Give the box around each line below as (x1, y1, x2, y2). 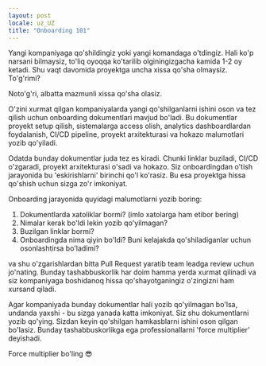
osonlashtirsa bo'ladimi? (19, 243, 99, 253)
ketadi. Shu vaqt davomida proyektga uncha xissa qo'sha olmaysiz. (8, 65, 228, 75)
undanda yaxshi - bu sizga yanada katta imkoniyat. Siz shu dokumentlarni (8, 308, 249, 318)
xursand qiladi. (8, 284, 57, 294)
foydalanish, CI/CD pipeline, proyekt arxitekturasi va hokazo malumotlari (8, 130, 245, 139)
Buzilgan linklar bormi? (19, 227, 94, 236)
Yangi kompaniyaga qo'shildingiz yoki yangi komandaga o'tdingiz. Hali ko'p (8, 49, 254, 58)
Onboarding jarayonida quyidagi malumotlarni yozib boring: (8, 194, 202, 204)
